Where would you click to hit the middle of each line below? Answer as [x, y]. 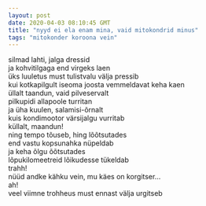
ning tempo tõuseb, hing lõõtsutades [68, 135]
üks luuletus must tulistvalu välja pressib [74, 76]
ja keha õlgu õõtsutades [47, 152]
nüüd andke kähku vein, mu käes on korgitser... [85, 177]
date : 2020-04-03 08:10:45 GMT [59, 23]
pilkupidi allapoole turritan [50, 101]
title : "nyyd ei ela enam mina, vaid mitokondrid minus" [103, 30]
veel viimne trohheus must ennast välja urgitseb [85, 193]
